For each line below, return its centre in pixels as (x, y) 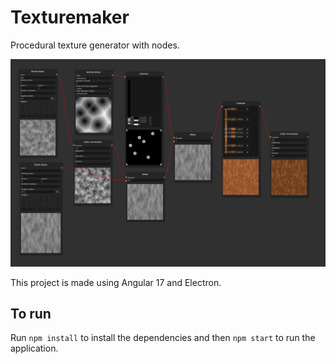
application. (34, 348)
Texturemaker (70, 17)
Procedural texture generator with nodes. (95, 45)
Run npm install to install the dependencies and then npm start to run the (163, 338)
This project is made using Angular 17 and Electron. (116, 282)
